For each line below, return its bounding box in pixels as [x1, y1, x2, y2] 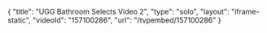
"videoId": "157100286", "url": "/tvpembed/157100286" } [33, 15, 221, 25]
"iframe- [230, 7, 260, 16]
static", [7, 15, 32, 25]
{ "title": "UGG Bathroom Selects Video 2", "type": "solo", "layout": [7, 7, 230, 16]
